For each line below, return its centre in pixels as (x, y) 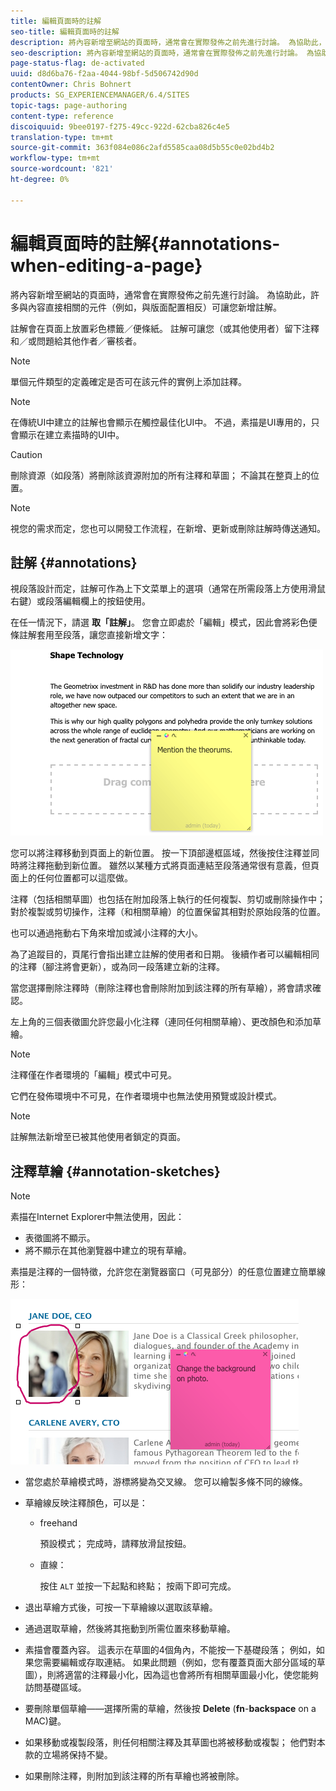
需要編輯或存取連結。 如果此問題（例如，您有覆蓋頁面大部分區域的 (179, 1662)
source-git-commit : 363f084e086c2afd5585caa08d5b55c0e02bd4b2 (142, 148)
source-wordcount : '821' (62, 169)
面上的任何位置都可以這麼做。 (71, 878)
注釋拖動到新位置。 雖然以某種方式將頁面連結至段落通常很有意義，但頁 (173, 866)
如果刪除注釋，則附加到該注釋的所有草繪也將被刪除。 (134, 1776)
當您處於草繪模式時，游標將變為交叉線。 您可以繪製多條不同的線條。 (166, 1482)
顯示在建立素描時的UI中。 (71, 434)
